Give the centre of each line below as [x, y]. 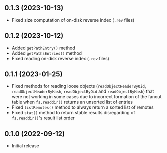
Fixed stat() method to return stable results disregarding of [73, 113]
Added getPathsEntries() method [47, 53]
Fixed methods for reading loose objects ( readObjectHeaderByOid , [79, 86]
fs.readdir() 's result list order [43, 118]
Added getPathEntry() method [43, 48]
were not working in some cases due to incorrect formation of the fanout [87, 97]
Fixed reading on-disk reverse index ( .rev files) [60, 58]
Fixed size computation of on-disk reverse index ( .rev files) [73, 20]
